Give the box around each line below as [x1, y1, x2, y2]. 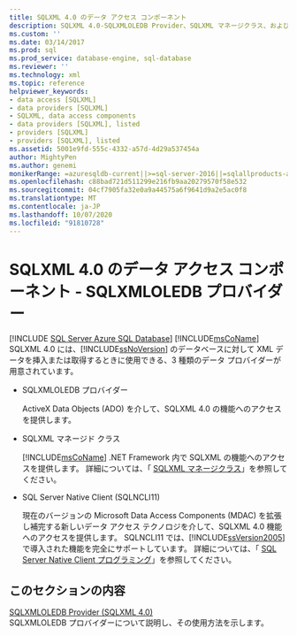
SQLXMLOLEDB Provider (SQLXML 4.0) [9, 607, 153, 617]
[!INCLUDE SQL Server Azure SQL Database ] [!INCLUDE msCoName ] [9, 333, 260, 344]
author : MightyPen [9, 152, 77, 162]
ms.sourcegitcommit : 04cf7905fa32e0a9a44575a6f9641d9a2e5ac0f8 [9, 186, 247, 195]
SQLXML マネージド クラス [21, 433, 121, 444]
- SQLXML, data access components [9, 111, 137, 120]
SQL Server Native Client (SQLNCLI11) [21, 492, 161, 502]
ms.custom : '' [9, 29, 62, 38]
